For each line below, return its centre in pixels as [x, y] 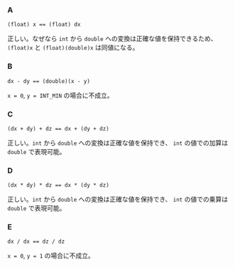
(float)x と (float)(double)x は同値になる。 [73, 48]
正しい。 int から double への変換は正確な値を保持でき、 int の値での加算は [118, 143]
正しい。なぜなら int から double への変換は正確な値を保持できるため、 [112, 39]
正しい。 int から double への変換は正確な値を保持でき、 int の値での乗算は [118, 200]
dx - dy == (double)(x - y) [49, 81]
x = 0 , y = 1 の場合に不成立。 [51, 256]
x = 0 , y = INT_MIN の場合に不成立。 [60, 95]
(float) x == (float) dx [44, 25]
